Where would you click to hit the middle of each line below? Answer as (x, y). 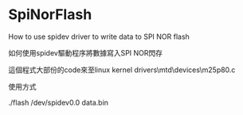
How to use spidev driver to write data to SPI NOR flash (99, 36)
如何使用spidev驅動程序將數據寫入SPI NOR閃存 (86, 52)
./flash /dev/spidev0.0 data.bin (59, 102)
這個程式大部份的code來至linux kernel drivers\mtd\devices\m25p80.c (122, 70)
